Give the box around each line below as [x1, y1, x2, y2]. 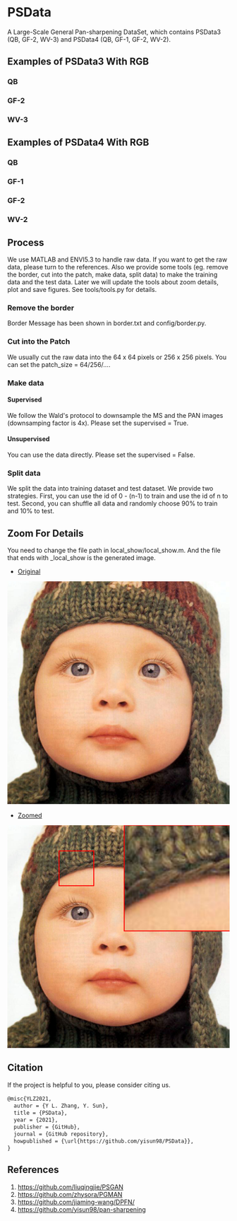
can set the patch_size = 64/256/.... [7, 360, 111, 368]
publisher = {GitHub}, [13, 1123, 80, 1131]
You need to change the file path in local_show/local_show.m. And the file [7, 546, 221, 555]
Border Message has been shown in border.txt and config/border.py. [7, 319, 207, 327]
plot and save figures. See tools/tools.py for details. [7, 285, 157, 293]
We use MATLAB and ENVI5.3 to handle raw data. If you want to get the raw [7, 255, 228, 264]
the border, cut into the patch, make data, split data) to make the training [7, 270, 218, 279]
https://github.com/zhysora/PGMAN [17, 1190, 123, 1198]
